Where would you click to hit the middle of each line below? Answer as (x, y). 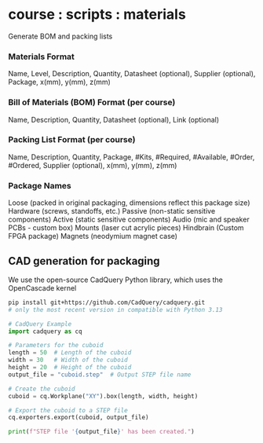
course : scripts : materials (97, 15)
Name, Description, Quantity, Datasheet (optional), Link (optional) (114, 119)
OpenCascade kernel (42, 287)
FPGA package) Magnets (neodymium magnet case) (93, 236)
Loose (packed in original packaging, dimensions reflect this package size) (129, 203)
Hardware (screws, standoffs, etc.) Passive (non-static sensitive (112, 211)
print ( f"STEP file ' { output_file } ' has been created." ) (101, 432)
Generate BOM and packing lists (60, 36)
